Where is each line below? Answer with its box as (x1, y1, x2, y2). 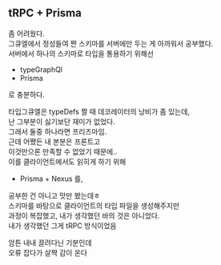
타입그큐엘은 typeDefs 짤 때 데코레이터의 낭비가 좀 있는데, (8, 106, 191, 116)
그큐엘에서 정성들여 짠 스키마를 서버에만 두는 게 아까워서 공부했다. (8, 38, 214, 48)
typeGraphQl (19, 64, 62, 74)
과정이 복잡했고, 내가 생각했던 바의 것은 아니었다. (8, 211, 160, 220)
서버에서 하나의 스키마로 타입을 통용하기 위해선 (8, 48, 155, 58)
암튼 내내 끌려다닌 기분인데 (8, 238, 92, 247)
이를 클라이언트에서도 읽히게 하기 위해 (8, 156, 127, 167)
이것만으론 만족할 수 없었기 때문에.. (8, 147, 118, 156)
